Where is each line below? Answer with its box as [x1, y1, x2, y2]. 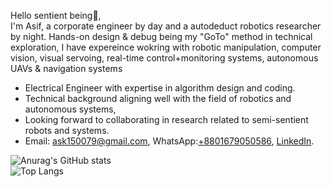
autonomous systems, [24, 103, 117, 115]
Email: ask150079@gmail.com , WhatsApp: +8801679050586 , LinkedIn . [24, 135, 315, 147]
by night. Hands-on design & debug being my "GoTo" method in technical [10, 31, 313, 42]
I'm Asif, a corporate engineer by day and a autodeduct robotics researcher [10, 20, 322, 32]
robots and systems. [24, 125, 110, 136]
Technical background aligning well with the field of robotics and [24, 93, 292, 104]
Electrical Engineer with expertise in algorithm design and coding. [24, 82, 296, 94]
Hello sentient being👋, [10, 10, 102, 21]
